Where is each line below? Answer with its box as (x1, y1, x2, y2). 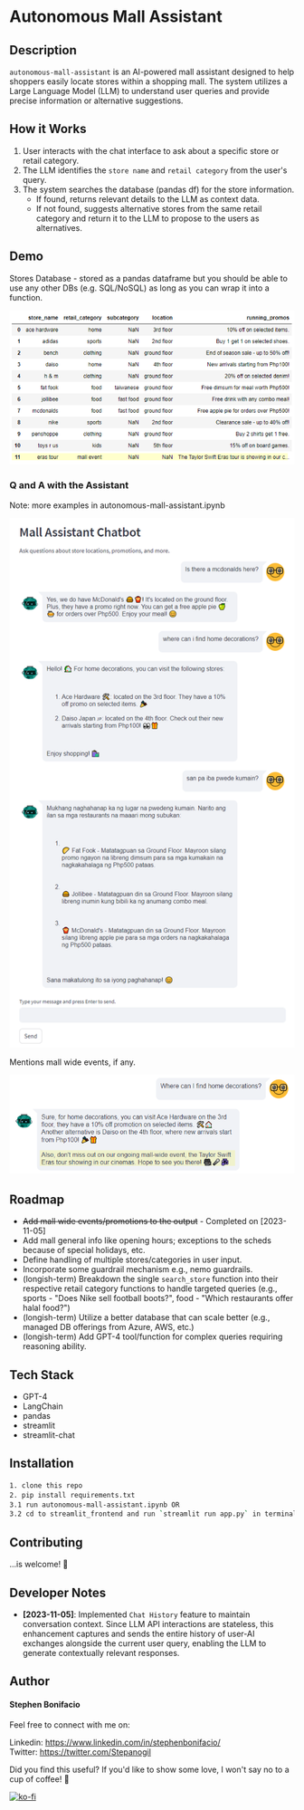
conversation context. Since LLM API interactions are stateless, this (22, 1618, 274, 1629)
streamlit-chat (22, 1430, 75, 1441)
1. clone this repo (9, 1480, 83, 1490)
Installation (9, 1456, 74, 1471)
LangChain (22, 1401, 63, 1412)
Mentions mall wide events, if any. (9, 1057, 136, 1068)
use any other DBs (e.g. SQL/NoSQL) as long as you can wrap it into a (9, 283, 270, 293)
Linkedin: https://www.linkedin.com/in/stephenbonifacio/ (9, 1737, 222, 1748)
